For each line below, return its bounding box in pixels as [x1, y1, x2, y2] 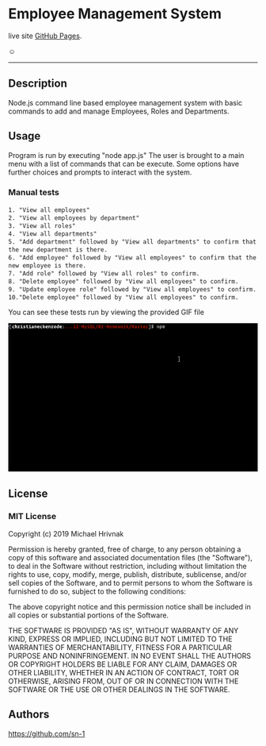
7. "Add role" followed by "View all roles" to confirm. [8, 269, 200, 278]
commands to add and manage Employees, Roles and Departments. [8, 106, 230, 116]
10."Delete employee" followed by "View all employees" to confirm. [8, 293, 239, 302]
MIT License [8, 511, 57, 522]
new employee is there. [8, 261, 87, 270]
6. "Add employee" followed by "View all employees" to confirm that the [8, 253, 257, 262]
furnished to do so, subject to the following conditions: [8, 586, 186, 596]
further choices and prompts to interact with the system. [8, 167, 192, 177]
